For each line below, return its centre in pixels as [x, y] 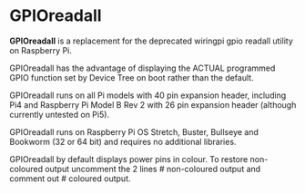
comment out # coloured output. [70, 179]
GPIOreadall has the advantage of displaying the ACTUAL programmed [142, 68]
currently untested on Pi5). [60, 114]
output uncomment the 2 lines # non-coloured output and [153, 169]
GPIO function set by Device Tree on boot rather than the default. [132, 77]
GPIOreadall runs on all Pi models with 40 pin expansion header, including [148, 95]
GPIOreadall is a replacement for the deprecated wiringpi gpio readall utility [152, 41]
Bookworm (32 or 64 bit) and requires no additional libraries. [123, 141]
